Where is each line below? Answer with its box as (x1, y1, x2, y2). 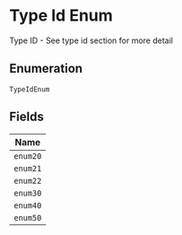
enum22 (13, 176, 42, 186)
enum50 (13, 213, 42, 222)
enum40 (13, 200, 42, 211)
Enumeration (9, 61, 83, 76)
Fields (9, 109, 45, 125)
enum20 (13, 151, 42, 161)
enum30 (13, 187, 42, 198)
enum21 (13, 163, 42, 173)
